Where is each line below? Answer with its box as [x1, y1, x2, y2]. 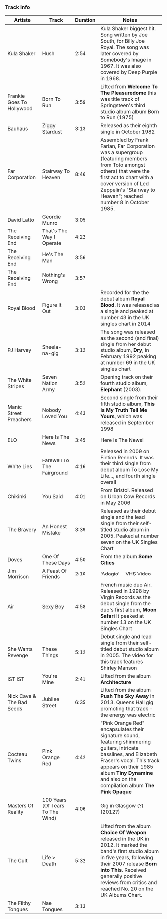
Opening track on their [100, 374, 153, 381]
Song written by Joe [100, 31, 148, 38]
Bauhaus [7, 125, 28, 132]
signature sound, [100, 732, 140, 739]
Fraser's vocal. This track [100, 757, 160, 764]
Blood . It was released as [100, 302, 160, 309]
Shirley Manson [100, 664, 137, 671]
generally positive [100, 873, 142, 880]
